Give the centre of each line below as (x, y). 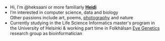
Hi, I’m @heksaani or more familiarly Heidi (53, 7)
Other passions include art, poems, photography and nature (71, 18)
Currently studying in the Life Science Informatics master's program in (82, 23)
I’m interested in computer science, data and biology (64, 12)
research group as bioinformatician (46, 33)
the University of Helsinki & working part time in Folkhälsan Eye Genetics (85, 28)
